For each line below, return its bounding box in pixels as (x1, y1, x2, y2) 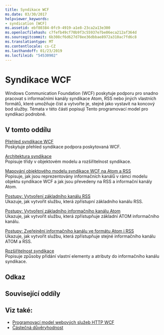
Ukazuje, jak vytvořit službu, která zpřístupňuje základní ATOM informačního (5, 213, 160, 219)
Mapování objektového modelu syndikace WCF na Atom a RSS (5, 168, 131, 174)
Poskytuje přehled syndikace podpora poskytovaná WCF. (5, 144, 121, 150)
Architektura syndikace (5, 153, 52, 159)
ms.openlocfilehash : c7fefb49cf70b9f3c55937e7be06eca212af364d (5, 30, 137, 35)
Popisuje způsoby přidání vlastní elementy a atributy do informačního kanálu (5, 253, 160, 259)
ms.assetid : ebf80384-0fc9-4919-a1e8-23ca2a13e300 (5, 26, 111, 30)
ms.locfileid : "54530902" (5, 53, 58, 58)
